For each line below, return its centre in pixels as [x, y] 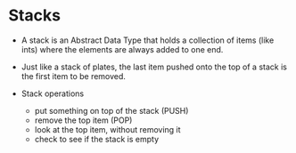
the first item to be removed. [74, 76]
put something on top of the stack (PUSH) [111, 110]
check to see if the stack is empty [97, 139]
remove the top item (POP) [83, 120]
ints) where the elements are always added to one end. [122, 49]
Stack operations [53, 93]
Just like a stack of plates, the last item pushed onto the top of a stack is [154, 67]
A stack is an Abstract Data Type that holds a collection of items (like [148, 40]
